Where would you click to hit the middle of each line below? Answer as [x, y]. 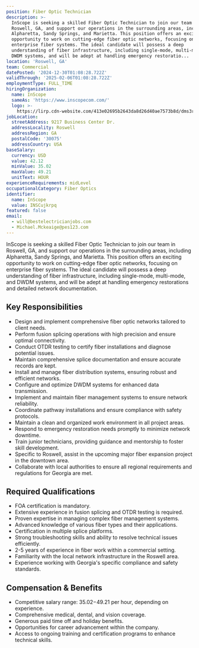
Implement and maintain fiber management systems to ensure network [101, 397]
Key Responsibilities [44, 307]
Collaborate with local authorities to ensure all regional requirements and [103, 467]
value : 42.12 [28, 161]
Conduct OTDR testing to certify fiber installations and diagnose [93, 347]
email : [14, 216]
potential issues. [35, 353]
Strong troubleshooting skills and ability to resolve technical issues [96, 537]
